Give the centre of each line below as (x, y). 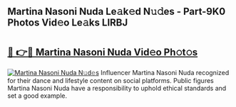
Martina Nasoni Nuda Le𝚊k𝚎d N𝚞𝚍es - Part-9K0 (117, 12)
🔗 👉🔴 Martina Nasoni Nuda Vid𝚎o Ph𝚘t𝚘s (103, 52)
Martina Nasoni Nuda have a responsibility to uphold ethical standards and (117, 88)
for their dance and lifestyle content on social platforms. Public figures (111, 80)
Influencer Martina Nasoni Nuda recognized (165, 73)
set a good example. (37, 96)
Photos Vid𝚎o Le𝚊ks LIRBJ (68, 23)
